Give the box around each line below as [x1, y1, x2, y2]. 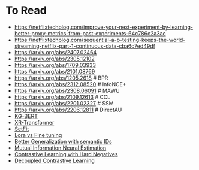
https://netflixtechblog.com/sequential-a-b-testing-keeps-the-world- [14, 36, 186, 43]
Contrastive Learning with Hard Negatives [14, 150, 118, 157]
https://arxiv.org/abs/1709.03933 [14, 61, 97, 69]
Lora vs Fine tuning [14, 131, 62, 138]
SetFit [14, 125, 29, 132]
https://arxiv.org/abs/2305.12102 [14, 55, 95, 62]
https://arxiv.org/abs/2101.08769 [14, 68, 95, 75]
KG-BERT [14, 112, 38, 120]
